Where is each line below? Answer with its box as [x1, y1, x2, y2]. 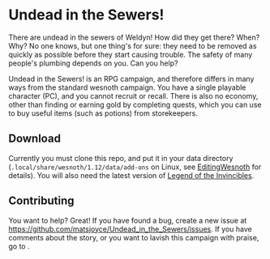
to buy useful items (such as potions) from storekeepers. [8, 108, 199, 118]
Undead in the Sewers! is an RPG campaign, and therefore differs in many [8, 74, 255, 83]
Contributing [8, 194, 75, 208]
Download [8, 132, 61, 146]
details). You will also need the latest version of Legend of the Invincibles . [8, 170, 255, 180]
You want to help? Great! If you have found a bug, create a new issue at [8, 215, 247, 225]
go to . [8, 241, 30, 251]
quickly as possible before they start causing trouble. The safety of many [8, 49, 253, 59]
